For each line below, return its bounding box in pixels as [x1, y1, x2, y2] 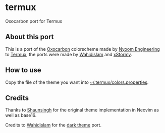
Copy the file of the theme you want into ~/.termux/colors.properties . [5, 79, 149, 85]
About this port [5, 33, 54, 41]
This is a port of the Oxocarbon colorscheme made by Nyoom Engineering [5, 46, 160, 52]
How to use [5, 66, 41, 74]
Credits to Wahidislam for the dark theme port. [5, 122, 102, 128]
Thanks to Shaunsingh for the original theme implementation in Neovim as [5, 107, 159, 113]
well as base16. [5, 112, 37, 118]
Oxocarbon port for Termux [5, 18, 63, 24]
